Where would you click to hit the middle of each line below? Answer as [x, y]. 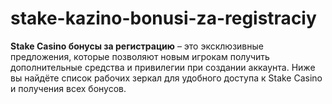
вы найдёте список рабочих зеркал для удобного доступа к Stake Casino [166, 78]
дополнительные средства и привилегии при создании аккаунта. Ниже [163, 67]
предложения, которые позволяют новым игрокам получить [140, 56]
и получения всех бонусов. [68, 88]
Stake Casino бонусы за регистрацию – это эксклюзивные [137, 46]
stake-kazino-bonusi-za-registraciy [163, 18]
